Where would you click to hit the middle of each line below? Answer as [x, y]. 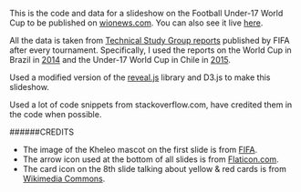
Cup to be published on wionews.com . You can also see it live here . [136, 23]
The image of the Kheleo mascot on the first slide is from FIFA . [140, 150]
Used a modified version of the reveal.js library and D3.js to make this [140, 77]
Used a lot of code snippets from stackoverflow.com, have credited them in [151, 105]
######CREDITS [42, 132]
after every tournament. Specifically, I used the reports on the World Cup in [150, 50]
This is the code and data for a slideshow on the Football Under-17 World [146, 13]
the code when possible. [56, 114]
